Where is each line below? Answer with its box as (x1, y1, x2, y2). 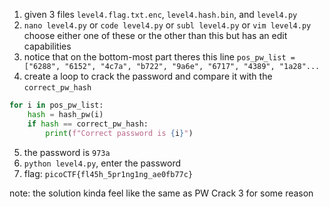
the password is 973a (23, 146, 111, 158)
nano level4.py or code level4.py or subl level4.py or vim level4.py (23, 19, 312, 31)
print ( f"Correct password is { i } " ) (45, 128, 194, 138)
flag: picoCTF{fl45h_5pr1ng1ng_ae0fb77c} (23, 167, 194, 179)
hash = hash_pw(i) (27, 109, 104, 119)
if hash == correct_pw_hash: (27, 119, 149, 129)
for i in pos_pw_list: (9, 100, 104, 110)
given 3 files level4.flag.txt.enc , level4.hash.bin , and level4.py (23, 9, 298, 20)
